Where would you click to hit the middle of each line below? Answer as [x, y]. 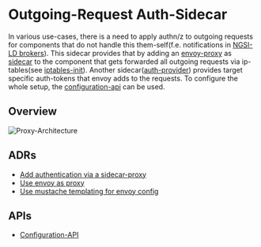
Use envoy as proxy [52, 182]
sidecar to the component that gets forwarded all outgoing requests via [124, 62]
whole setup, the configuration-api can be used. [87, 86]
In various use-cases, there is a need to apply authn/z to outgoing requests [130, 36]
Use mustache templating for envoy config [89, 191]
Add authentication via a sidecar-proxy [83, 174]
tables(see [25, 69]
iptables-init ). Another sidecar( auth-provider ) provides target [143, 69]
